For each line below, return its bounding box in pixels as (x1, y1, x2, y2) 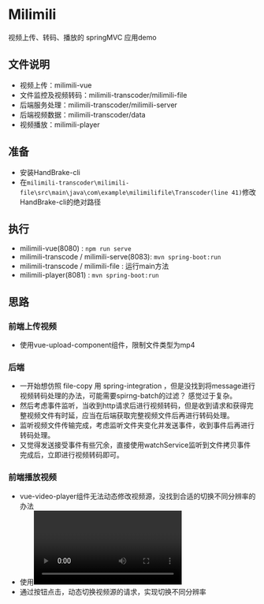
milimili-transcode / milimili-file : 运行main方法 (19, 262, 169, 271)
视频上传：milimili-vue (19, 80, 92, 90)
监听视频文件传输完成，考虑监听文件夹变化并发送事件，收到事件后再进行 (19, 420, 255, 431)
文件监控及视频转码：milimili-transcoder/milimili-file (19, 90, 188, 99)
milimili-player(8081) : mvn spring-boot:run (19, 270, 159, 280)
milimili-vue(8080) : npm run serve (19, 244, 132, 253)
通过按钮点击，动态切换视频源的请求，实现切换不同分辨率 (19, 587, 206, 596)
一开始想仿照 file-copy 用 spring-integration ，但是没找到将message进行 (19, 381, 256, 391)
